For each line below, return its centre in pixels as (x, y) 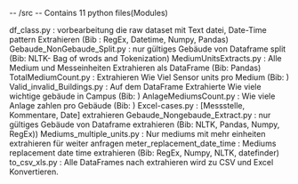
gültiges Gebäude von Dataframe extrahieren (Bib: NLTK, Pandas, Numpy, (145, 124)
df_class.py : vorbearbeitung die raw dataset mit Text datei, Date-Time (138, 30)
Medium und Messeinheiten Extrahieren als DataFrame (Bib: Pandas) (135, 68)
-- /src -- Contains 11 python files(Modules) (89, 13)
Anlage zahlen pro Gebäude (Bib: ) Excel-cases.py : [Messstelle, (127, 105)
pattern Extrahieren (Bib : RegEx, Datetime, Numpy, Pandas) (119, 40)
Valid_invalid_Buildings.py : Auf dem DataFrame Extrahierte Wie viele (135, 87)
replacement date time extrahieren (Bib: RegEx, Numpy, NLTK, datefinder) (145, 153)
